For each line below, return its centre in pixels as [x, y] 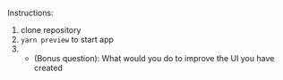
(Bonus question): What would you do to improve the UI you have [154, 58]
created [48, 68]
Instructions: [30, 13]
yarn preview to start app [67, 40]
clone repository [51, 30]
